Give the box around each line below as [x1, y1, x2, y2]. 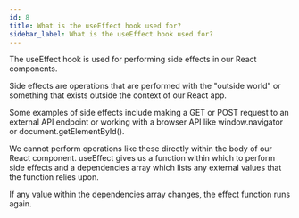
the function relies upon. [9, 172, 100, 182]
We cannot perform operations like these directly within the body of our [9, 143, 272, 154]
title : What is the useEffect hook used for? [9, 21, 181, 30]
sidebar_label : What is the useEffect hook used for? [9, 29, 214, 38]
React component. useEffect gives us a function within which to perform [9, 153, 276, 164]
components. [9, 63, 58, 74]
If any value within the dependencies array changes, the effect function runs [9, 189, 291, 200]
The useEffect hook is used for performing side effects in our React [9, 54, 257, 65]
